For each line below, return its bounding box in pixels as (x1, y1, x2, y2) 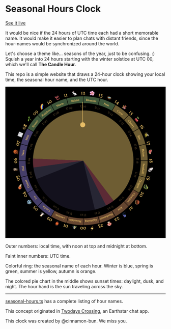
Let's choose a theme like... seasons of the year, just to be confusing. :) (5, 50, 155, 57)
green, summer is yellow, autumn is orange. (5, 268, 97, 274)
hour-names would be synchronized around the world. (5, 40, 120, 46)
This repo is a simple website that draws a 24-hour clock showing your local (5, 71, 165, 77)
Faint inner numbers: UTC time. (5, 253, 71, 259)
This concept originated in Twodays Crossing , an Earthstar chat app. (5, 308, 149, 314)
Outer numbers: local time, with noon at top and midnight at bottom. (5, 243, 148, 249)
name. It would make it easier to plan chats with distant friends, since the (5, 35, 159, 41)
